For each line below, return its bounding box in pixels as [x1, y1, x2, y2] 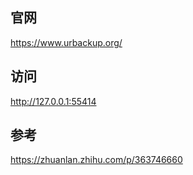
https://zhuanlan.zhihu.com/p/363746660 [10, 154, 183, 166]
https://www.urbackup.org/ [10, 36, 123, 48]
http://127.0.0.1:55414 [10, 95, 97, 107]
